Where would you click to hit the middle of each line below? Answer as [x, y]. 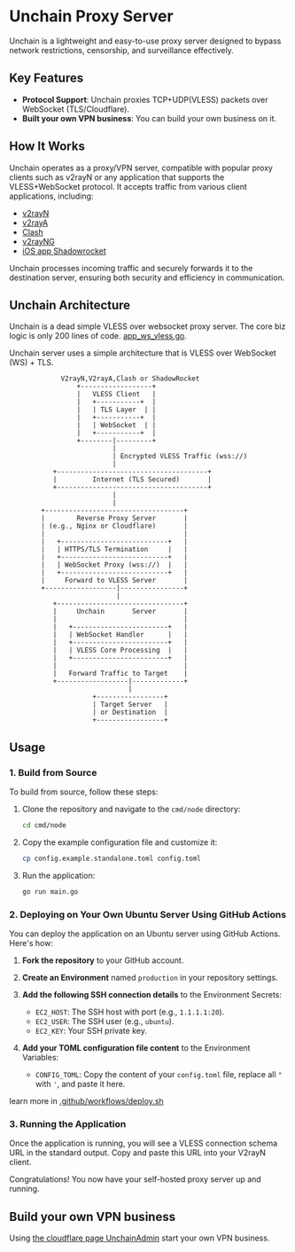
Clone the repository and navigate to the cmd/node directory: [131, 810]
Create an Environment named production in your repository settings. [150, 977]
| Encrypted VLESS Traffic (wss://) [180, 457]
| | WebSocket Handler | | [120, 635]
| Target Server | [130, 705]
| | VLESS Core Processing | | [120, 650]
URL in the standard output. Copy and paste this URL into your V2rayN [137, 1153]
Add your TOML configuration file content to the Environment [136, 1047]
